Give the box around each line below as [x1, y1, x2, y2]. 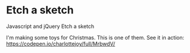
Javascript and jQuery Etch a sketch [6, 23, 95, 30]
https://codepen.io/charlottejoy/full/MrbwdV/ [6, 40, 115, 47]
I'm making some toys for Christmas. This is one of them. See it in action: [6, 34, 185, 41]
